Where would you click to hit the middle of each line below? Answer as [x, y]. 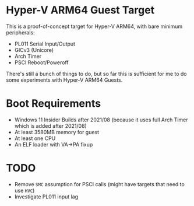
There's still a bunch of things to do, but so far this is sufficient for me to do [96, 74]
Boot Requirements [53, 104]
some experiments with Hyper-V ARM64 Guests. [64, 80]
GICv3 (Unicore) [34, 50]
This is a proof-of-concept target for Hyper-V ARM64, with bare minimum [94, 26]
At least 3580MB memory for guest [57, 132]
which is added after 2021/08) [51, 125]
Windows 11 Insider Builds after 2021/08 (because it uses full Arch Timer [101, 120]
